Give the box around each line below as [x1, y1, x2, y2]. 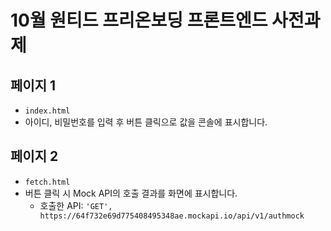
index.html [24, 106, 71, 116]
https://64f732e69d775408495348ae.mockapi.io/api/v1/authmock [39, 211, 305, 221]
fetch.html [24, 177, 71, 187]
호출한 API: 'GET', [39, 199, 113, 211]
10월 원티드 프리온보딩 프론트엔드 [10, 9, 268, 32]
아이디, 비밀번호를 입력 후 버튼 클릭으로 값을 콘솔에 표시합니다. [24, 116, 268, 128]
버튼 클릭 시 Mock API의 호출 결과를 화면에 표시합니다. [24, 187, 238, 199]
